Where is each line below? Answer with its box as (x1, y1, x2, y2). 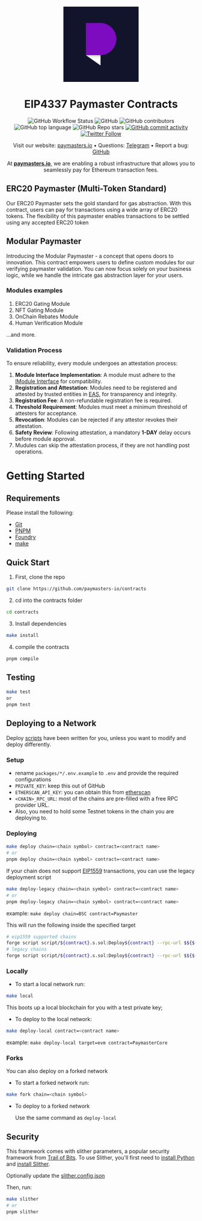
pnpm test (6, 702, 31, 708)
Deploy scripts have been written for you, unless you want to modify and (6, 734, 186, 741)
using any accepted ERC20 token (6, 219, 89, 226)
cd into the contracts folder (14, 597, 83, 604)
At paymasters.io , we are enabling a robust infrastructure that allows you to (7, 160, 195, 167)
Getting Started (6, 469, 85, 483)
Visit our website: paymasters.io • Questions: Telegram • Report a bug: (13, 141, 189, 149)
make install (6, 632, 39, 638)
